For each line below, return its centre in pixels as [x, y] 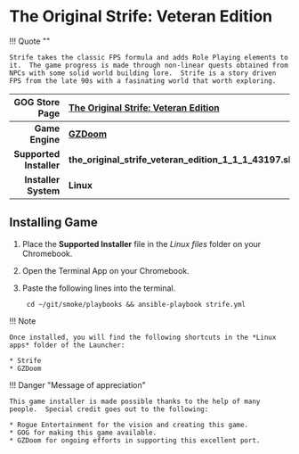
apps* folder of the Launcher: [67, 345]
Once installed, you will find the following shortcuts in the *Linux [143, 337]
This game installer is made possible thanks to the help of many [135, 401]
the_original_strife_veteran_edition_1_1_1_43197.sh [181, 160]
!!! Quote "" [30, 41]
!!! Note [23, 321]
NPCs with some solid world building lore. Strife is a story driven [143, 73]
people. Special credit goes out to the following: [109, 409]
